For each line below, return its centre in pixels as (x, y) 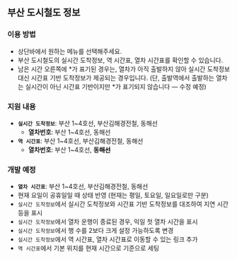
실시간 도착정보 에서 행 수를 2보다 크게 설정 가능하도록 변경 (96, 231)
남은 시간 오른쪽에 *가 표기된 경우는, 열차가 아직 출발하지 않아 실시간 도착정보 (124, 68)
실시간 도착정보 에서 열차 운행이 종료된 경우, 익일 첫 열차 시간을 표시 (108, 222)
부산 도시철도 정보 (44, 13)
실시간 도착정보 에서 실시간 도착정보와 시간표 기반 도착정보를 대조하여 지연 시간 (123, 204)
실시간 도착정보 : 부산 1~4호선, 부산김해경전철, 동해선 (87, 123)
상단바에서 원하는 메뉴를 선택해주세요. (70, 51)
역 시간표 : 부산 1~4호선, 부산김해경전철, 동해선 (80, 140)
